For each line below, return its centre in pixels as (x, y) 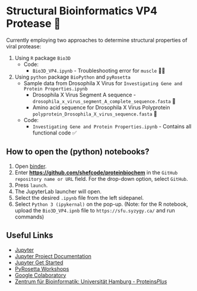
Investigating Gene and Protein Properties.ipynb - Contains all (112, 126)
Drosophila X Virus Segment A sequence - (84, 95)
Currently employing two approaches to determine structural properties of (97, 40)
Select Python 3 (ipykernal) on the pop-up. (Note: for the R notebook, (101, 204)
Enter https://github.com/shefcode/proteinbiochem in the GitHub (96, 172)
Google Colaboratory (40, 275)
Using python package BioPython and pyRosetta (72, 77)
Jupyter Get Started (39, 262)
